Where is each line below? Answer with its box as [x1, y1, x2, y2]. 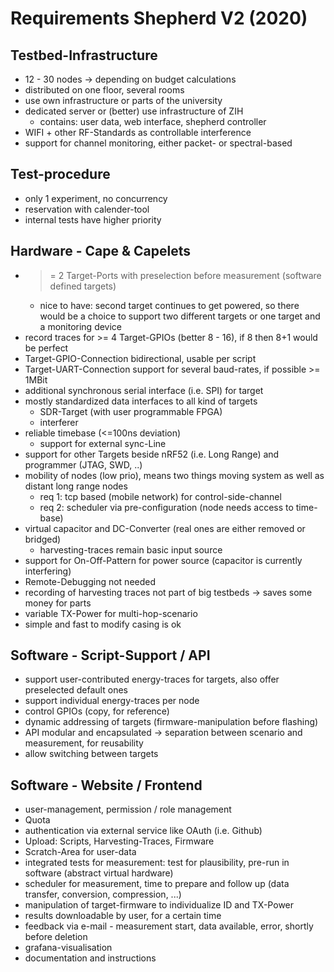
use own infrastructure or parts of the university [24, 95, 223, 106]
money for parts [24, 597, 92, 609]
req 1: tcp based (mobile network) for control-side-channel [39, 490, 282, 502]
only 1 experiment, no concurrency [24, 192, 168, 204]
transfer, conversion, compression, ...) [24, 888, 182, 901]
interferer [39, 416, 79, 428]
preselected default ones [24, 684, 128, 696]
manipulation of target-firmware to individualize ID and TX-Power [24, 899, 295, 911]
